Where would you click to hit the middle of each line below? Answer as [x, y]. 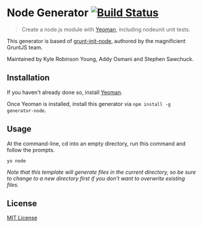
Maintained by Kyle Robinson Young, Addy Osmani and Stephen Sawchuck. [100, 59]
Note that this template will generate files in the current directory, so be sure [101, 172]
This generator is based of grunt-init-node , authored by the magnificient [96, 41]
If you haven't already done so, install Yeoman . [65, 92]
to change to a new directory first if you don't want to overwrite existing [96, 178]
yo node [17, 161]
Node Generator [48, 13]
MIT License [22, 218]
